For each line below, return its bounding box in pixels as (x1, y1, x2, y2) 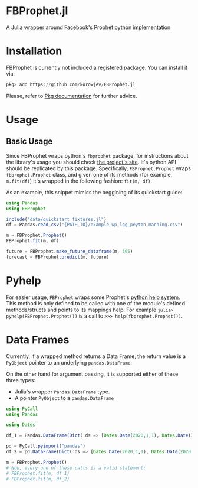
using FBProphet (6, 206, 46, 212)
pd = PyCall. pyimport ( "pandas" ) (6, 443, 85, 450)
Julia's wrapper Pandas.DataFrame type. (14, 388, 110, 395)
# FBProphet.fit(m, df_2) (6, 476, 70, 482)
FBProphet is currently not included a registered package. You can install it (6, 64, 187, 71)
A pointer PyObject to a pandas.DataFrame (14, 394, 114, 401)
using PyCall (6, 406, 38, 412)
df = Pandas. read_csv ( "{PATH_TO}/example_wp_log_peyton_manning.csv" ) (6, 222, 183, 228)
